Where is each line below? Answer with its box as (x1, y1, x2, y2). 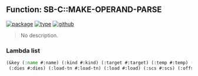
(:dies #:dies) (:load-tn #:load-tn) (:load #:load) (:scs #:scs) (8, 65, 176, 71)
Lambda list (6, 47, 40, 55)
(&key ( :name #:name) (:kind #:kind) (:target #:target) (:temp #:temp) (6, 60, 189, 66)
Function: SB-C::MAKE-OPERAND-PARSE (6, 5, 162, 15)
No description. (20, 32, 58, 39)
